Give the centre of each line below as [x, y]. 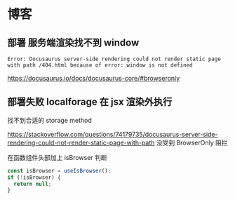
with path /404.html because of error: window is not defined [100, 65]
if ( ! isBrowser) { [34, 177]
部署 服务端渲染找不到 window [73, 42]
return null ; [33, 184]
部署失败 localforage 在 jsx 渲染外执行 [90, 102]
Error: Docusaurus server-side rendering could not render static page [114, 59]
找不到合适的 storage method [50, 120]
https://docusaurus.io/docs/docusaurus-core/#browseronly [94, 78]
